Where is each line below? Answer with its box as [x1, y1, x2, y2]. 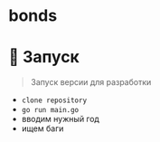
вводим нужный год [21, 114, 100, 125]
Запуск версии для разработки [30, 77, 152, 88]
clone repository [21, 96, 88, 105]
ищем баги [21, 123, 64, 134]
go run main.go [21, 106, 80, 115]
